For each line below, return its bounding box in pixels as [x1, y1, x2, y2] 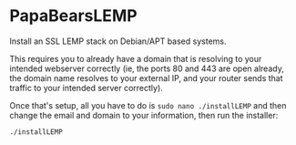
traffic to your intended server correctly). [9, 82, 164, 93]
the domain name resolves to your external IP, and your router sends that [9, 72, 284, 83]
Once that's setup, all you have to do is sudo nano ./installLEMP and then [9, 99, 287, 110]
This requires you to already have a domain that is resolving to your [9, 53, 262, 64]
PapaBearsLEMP [9, 5, 138, 26]
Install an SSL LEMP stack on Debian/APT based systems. [9, 36, 227, 47]
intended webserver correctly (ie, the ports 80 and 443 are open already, [9, 63, 284, 74]
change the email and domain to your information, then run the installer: [9, 109, 279, 120]
